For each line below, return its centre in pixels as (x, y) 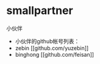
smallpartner (40, 11)
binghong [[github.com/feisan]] (55, 54)
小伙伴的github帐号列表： (47, 41)
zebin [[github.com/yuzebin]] (52, 48)
